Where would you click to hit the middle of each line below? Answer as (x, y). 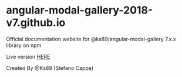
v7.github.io (36, 23)
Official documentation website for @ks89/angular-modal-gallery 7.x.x (91, 39)
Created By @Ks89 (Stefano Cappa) (50, 68)
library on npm (24, 45)
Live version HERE (28, 56)
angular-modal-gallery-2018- (80, 10)
